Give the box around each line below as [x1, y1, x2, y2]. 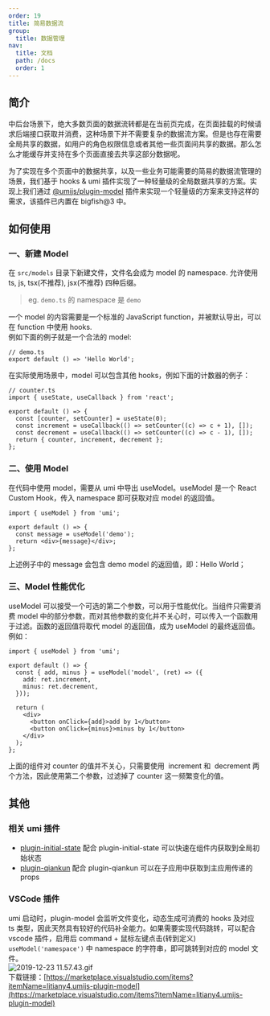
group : [8, 27, 31, 35]
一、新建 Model [8, 248, 69, 259]
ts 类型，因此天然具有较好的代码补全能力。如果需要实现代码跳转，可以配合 [8, 923, 256, 933]
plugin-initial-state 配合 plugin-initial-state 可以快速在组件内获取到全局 [19, 842, 253, 853]
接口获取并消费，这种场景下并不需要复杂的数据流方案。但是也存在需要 [29, 129, 262, 138]
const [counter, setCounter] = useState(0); [15, 415, 167, 423]
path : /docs [15, 57, 56, 65]
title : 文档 [15, 49, 54, 57]
